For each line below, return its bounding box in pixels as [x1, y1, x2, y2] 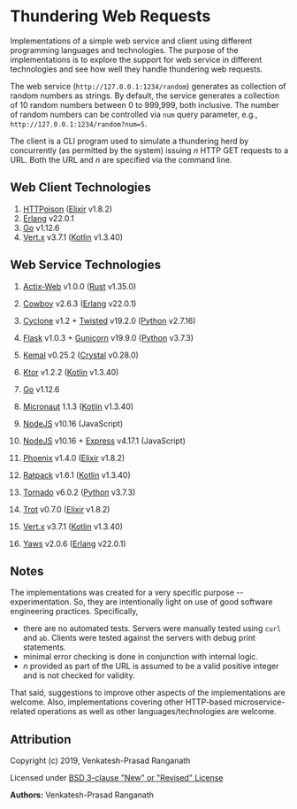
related [10, 706, 36, 717]
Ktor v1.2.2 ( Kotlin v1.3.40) [22, 366, 119, 377]
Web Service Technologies [10, 258, 162, 273]
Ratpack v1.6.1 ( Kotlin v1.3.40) [22, 469, 131, 480]
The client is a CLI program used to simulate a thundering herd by [10, 135, 249, 146]
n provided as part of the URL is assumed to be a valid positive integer [22, 661, 279, 672]
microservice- [233, 697, 286, 707]
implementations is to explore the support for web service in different [10, 54, 263, 65]
